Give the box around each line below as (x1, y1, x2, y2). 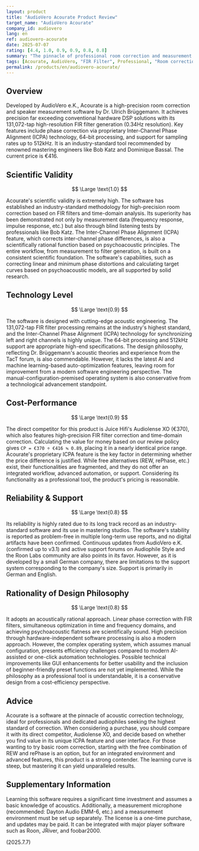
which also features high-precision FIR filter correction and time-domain (6, 431, 182, 439)
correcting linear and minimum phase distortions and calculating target (6, 260, 179, 267)
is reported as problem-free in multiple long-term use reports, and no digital (6, 533, 191, 540)
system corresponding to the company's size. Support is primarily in (6, 565, 173, 572)
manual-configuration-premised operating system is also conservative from (6, 374, 191, 381)
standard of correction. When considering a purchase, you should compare (6, 724, 190, 732)
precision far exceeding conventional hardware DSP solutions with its (6, 114, 175, 122)
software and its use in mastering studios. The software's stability (29, 527, 190, 534)
